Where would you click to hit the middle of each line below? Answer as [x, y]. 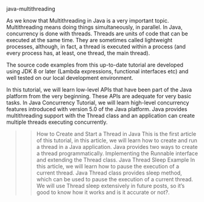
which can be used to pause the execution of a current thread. [115, 179]
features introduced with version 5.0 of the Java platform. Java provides [97, 109]
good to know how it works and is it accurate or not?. [103, 192]
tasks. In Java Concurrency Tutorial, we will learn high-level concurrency [98, 103]
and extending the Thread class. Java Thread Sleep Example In [116, 160]
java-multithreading [31, 9]
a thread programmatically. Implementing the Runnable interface [117, 153]
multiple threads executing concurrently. [57, 122]
